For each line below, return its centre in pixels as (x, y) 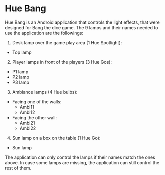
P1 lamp (20, 72)
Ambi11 (27, 107)
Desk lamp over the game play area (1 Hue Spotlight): (67, 42)
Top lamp (22, 52)
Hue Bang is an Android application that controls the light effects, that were (82, 22)
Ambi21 (27, 123)
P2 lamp (21, 77)
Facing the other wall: (35, 117)
